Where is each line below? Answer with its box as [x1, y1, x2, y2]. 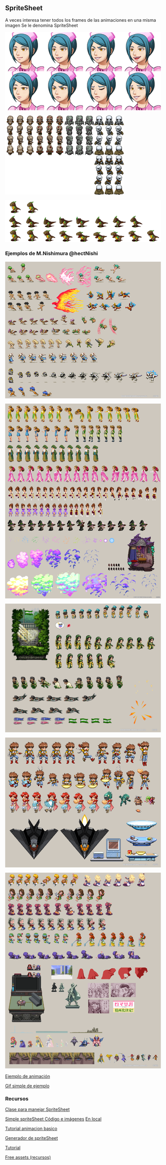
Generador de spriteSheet [5, 1135, 58, 1141]
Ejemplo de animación [5, 1073, 50, 1079]
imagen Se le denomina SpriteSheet [5, 22, 78, 28]
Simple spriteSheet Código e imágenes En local [5, 1116, 102, 1122]
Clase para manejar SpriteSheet [5, 1107, 70, 1113]
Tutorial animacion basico [5, 1125, 58, 1132]
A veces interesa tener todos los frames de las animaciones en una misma [5, 17, 157, 23]
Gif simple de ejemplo [5, 1083, 50, 1089]
